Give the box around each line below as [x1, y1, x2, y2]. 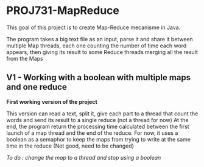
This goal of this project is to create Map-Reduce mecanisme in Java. [6, 24, 181, 31]
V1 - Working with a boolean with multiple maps [6, 72, 191, 83]
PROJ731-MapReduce [6, 4, 120, 18]
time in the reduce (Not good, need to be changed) [6, 142, 134, 149]
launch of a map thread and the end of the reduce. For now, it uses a [6, 129, 178, 137]
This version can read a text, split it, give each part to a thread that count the [6, 110, 199, 117]
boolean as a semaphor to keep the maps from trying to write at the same [6, 135, 191, 143]
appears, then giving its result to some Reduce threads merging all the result [6, 48, 198, 55]
